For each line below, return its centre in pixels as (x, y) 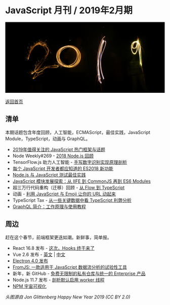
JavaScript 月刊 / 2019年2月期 (69, 10)
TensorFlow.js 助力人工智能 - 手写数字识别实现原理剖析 (70, 162)
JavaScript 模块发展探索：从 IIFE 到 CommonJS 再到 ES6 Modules (81, 181)
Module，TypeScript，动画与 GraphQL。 (48, 139)
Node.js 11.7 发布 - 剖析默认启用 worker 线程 (58, 280)
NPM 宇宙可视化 (29, 286)
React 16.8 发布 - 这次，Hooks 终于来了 (54, 248)
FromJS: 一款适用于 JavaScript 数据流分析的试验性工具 (70, 267)
